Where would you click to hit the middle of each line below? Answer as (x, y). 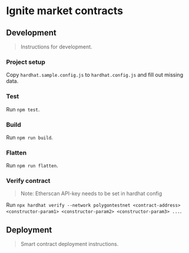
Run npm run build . (29, 137)
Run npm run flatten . (32, 166)
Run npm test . (23, 109)
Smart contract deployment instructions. (69, 244)
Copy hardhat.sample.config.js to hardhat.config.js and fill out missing (95, 75)
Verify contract (28, 181)
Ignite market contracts (65, 11)
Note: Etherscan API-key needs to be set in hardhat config (91, 193)
